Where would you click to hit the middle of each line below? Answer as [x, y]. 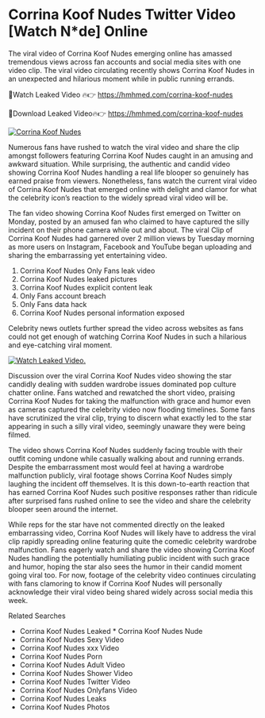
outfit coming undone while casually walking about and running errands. [126, 459]
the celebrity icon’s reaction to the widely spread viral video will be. [118, 198]
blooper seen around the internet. [63, 509]
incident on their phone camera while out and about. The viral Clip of [121, 230]
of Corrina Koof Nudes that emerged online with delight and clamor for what [132, 189]
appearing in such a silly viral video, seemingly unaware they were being [127, 426]
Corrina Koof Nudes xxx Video [69, 647]
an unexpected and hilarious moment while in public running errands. [121, 79]
